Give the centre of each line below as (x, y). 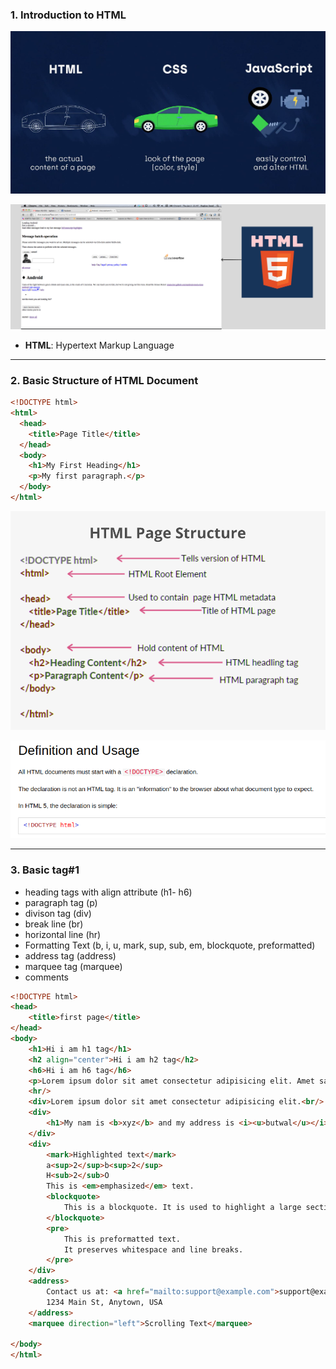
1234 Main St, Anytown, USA (104, 1302)
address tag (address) (70, 955)
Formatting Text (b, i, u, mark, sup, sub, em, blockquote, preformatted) (170, 945)
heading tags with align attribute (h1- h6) (108, 892)
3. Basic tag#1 (45, 870)
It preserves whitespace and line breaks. (153, 1249)
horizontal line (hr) (63, 934)
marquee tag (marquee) (73, 966)
